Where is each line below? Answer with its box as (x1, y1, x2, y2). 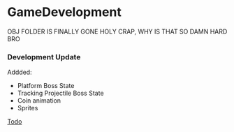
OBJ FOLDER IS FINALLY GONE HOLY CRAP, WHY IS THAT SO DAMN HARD (7, 27, 228, 36)
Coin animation (17, 96, 61, 105)
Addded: (7, 68, 33, 77)
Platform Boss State (17, 82, 75, 90)
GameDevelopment (7, 4, 122, 20)
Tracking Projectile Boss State (17, 89, 104, 98)
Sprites (17, 104, 38, 112)
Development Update (7, 52, 81, 61)
